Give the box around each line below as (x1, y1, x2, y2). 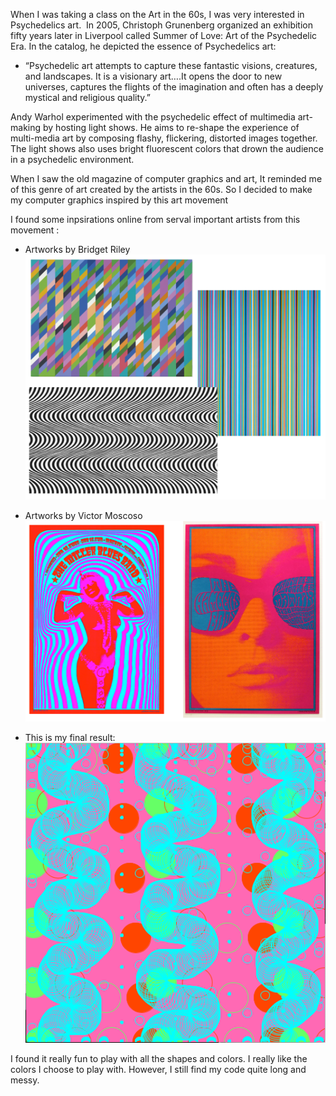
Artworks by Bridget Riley (24, 244, 131, 255)
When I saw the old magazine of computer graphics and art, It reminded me (10, 173, 323, 184)
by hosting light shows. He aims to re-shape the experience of (42, 122, 300, 133)
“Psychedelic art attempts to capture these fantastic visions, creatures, (24, 60, 318, 71)
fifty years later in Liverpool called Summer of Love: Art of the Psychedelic (10, 30, 318, 41)
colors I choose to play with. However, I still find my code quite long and (10, 1063, 307, 1075)
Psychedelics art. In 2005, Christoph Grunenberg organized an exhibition (10, 19, 313, 31)
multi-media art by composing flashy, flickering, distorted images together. (10, 132, 318, 144)
